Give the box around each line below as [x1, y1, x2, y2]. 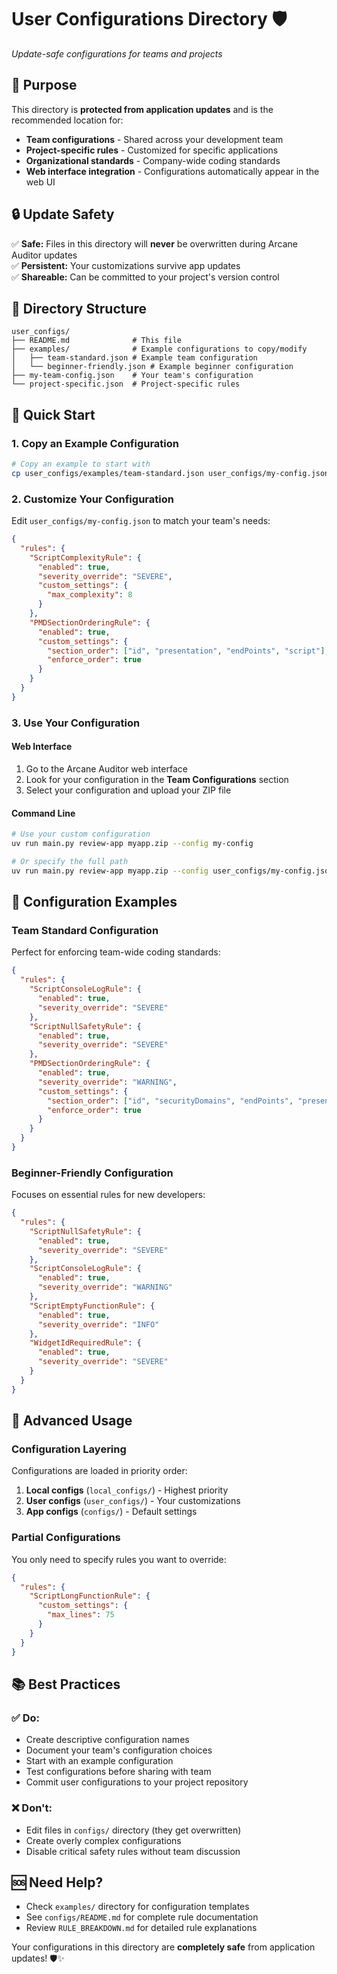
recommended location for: [11, 114, 124, 126]
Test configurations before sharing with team [25, 1766, 212, 1778]
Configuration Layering [11, 1442, 127, 1456]
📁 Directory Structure [11, 300, 148, 317]
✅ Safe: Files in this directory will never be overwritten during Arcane [11, 237, 298, 250]
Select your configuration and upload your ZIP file [25, 784, 232, 796]
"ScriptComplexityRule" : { [29, 552, 142, 563]
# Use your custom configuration [11, 829, 151, 840]
